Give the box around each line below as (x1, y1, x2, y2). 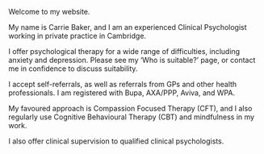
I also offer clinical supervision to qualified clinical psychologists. (8, 136, 224, 146)
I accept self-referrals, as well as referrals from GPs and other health (8, 80, 237, 89)
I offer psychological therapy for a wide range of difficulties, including (8, 47, 241, 56)
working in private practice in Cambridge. (8, 31, 147, 40)
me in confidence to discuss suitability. (8, 64, 138, 73)
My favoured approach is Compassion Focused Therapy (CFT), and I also (8, 104, 253, 113)
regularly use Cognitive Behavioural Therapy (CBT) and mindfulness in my (8, 112, 255, 122)
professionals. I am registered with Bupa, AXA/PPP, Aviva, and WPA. (8, 88, 236, 98)
